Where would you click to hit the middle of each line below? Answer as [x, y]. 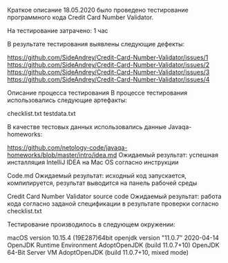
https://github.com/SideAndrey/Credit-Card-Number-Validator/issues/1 [108, 57]
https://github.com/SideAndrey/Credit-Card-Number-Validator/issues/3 [108, 72]
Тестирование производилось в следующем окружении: [91, 224]
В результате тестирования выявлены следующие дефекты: [96, 44]
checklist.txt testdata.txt [41, 114]
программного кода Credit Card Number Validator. [80, 17]
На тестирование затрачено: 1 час [58, 31]
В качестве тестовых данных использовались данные [87, 127]
